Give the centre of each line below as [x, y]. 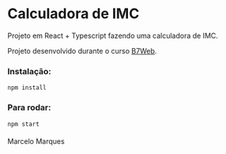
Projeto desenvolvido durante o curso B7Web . [82, 51]
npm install [27, 88]
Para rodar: [29, 107]
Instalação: [30, 71]
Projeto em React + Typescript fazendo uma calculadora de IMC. [113, 36]
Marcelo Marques [36, 141]
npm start [24, 124]
